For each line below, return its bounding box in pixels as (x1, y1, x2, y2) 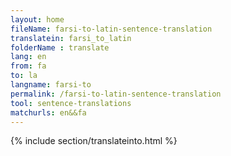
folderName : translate (10, 42, 110, 53)
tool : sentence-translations (10, 98, 132, 108)
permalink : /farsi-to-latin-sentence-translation (10, 89, 222, 99)
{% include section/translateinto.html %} (10, 135, 178, 147)
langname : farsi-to (10, 80, 92, 90)
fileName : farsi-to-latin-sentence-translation (10, 24, 213, 34)
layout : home (10, 14, 65, 25)
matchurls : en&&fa (10, 107, 87, 118)
